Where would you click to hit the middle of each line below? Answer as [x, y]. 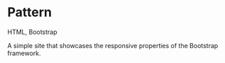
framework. [24, 53]
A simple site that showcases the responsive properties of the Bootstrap [113, 45]
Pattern [29, 12]
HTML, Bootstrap [33, 32]
